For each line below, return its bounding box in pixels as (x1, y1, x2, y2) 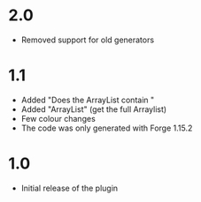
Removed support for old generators (20, 34, 155, 45)
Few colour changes (20, 113, 97, 123)
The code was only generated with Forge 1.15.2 (20, 123, 193, 133)
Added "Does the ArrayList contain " (20, 94, 155, 105)
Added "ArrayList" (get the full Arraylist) (20, 103, 167, 115)
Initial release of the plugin (20, 183, 119, 193)
